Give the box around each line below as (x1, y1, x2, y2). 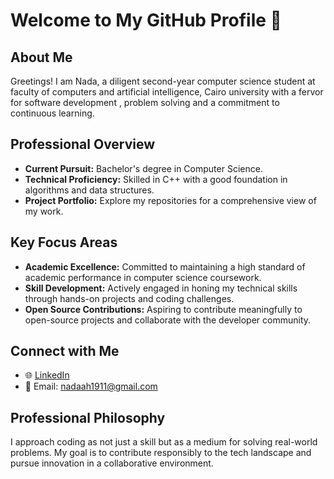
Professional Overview (10, 136, 156, 153)
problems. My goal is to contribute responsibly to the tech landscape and (10, 447, 312, 459)
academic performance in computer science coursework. (24, 271, 262, 283)
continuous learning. (10, 107, 95, 119)
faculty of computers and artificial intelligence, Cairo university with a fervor (10, 86, 324, 98)
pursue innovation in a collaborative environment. (10, 457, 214, 469)
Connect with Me (10, 343, 120, 360)
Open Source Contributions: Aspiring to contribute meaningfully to (24, 303, 303, 315)
